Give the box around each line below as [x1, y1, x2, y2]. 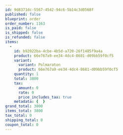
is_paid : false [5, 26, 37, 31]
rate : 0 [18, 90, 35, 95]
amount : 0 [18, 85, 39, 90]
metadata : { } [14, 99, 45, 104]
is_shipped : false [5, 30, 43, 35]
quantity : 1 [14, 72, 39, 77]
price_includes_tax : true [18, 94, 72, 99]
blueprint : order [5, 16, 41, 21]
